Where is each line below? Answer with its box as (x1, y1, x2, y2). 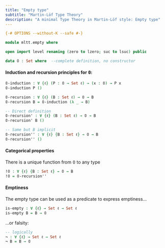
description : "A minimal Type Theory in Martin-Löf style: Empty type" (5, 17, 160, 22)
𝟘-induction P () (5, 85, 42, 91)
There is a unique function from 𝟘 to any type (5, 159, 100, 166)
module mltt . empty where (5, 40, 58, 45)
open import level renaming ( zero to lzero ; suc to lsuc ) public (5, 49, 147, 54)
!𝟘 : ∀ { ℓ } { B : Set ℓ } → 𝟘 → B (5, 169, 73, 174)
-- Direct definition (5, 108, 51, 114)
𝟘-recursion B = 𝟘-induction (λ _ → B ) (5, 99, 90, 104)
